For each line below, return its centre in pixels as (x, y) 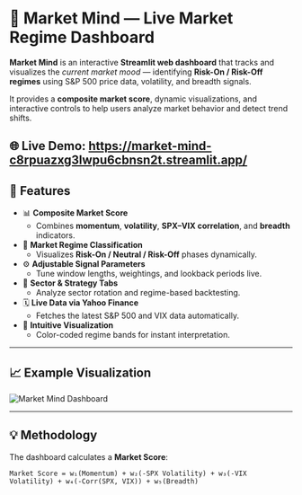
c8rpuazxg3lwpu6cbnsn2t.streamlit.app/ (129, 160)
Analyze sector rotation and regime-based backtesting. (138, 293)
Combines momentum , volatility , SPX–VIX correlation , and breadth (163, 226)
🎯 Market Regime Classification (82, 245)
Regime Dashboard (82, 37)
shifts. (21, 118)
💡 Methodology (53, 435)
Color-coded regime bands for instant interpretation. (133, 335)
